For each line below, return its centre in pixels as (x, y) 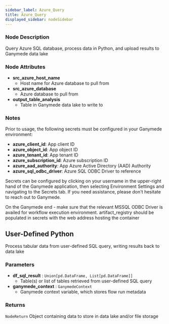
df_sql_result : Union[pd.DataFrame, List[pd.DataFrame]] (73, 276)
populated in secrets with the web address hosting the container (72, 218)
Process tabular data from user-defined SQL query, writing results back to (82, 246)
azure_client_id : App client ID (44, 144)
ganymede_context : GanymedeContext (52, 286)
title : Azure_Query (26, 15)
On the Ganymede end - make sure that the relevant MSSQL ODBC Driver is (84, 207)
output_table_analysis (36, 99)
